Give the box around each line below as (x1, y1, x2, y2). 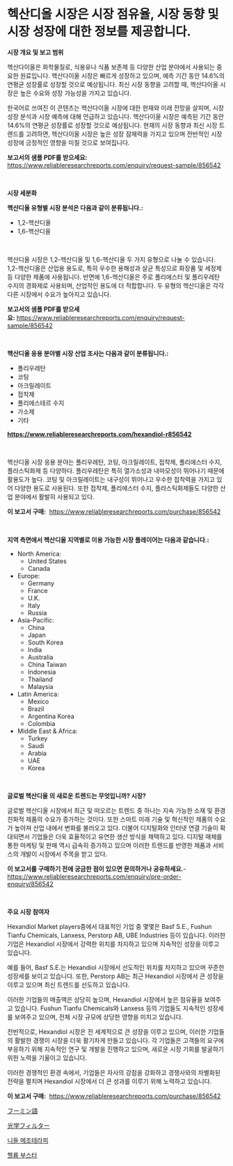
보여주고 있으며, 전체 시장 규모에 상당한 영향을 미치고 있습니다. (14, 1012, 184, 1021)
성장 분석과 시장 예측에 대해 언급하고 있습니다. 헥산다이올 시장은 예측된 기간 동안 (7, 112, 225, 120)
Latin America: (17, 690, 59, 698)
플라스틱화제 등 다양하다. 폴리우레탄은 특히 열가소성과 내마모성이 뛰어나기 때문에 (7, 467, 225, 475)
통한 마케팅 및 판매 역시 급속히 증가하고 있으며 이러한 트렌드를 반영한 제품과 (7, 841, 211, 849)
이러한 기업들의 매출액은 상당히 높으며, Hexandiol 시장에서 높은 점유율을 (7, 995, 203, 1003)
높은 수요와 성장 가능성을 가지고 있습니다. (19, 88, 132, 97)
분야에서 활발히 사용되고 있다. (14, 492, 95, 501)
